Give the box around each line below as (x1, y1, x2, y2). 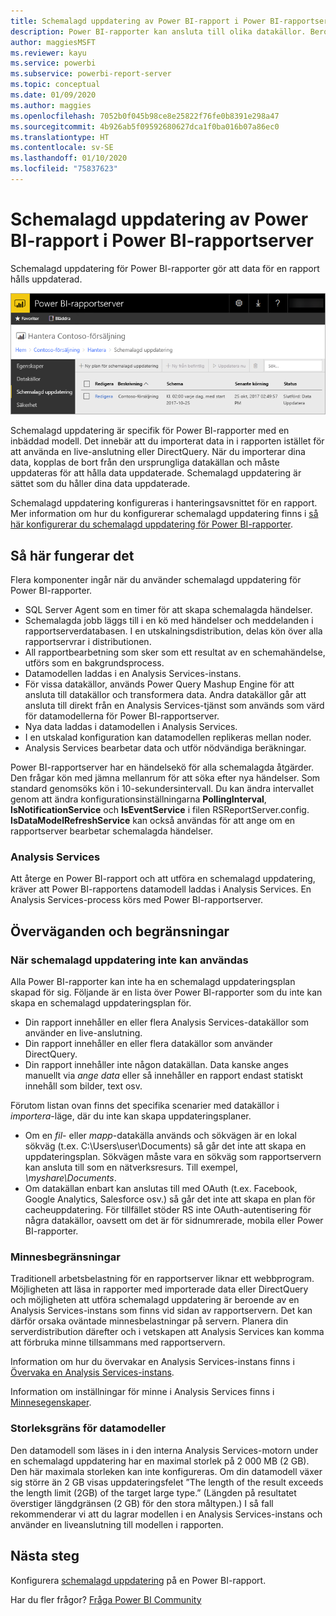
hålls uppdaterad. (10, 273, 83, 285)
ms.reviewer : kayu (10, 48, 87, 58)
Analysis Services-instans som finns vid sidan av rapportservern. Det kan (10, 1305, 313, 1317)
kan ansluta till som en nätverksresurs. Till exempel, (24, 1161, 238, 1174)
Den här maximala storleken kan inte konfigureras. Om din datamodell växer (10, 1465, 323, 1477)
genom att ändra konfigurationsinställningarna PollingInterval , (10, 793, 267, 805)
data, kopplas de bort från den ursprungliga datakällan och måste (10, 456, 280, 469)
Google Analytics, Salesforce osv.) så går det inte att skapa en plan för (24, 1193, 316, 1205)
